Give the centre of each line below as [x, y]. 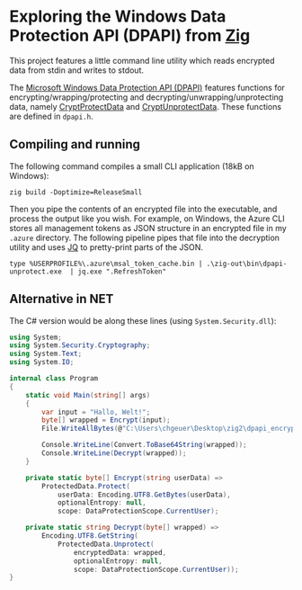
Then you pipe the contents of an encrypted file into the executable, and [143, 209]
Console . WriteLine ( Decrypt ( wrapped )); [114, 453]
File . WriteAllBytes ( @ [82, 429]
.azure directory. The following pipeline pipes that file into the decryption [145, 237]
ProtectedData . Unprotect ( [106, 544]
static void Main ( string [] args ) [88, 395]
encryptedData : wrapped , [120, 552]
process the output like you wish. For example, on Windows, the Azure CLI [147, 219]
